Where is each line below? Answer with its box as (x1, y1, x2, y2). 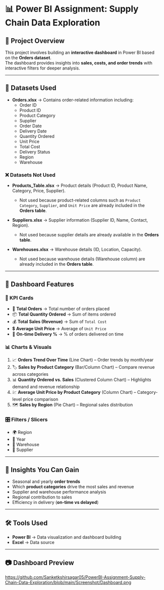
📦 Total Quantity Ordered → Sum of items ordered (12, 311, 116, 317)
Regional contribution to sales (12, 494, 72, 500)
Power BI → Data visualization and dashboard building (12, 534, 122, 540)
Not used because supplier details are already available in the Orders (19, 232, 159, 238)
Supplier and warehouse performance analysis (12, 489, 106, 495)
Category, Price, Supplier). (12, 188, 66, 194)
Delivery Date (19, 128, 47, 134)
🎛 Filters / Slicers (5, 416, 48, 423)
